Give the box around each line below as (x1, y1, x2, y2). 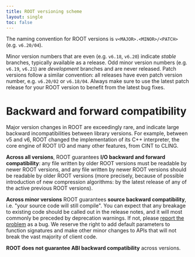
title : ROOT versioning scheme (6, 8, 82, 15)
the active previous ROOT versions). (6, 185, 93, 192)
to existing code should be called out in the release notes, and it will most (6, 209, 183, 216)
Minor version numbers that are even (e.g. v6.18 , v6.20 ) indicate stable (6, 53, 176, 60)
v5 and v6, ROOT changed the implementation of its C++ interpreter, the (6, 136, 180, 143)
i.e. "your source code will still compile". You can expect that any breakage (6, 202, 186, 209)
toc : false (6, 19, 33, 25)
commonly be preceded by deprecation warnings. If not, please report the (6, 214, 184, 222)
